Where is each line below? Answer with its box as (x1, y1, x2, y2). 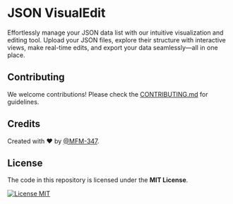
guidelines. (7, 97, 40, 106)
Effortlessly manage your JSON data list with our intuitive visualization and (7, 28, 224, 37)
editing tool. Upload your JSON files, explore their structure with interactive (7, 35, 226, 44)
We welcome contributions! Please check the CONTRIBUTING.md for (7, 90, 208, 98)
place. (7, 51, 26, 59)
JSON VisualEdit (7, 5, 106, 21)
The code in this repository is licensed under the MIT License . (7, 176, 189, 184)
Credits (7, 118, 41, 130)
